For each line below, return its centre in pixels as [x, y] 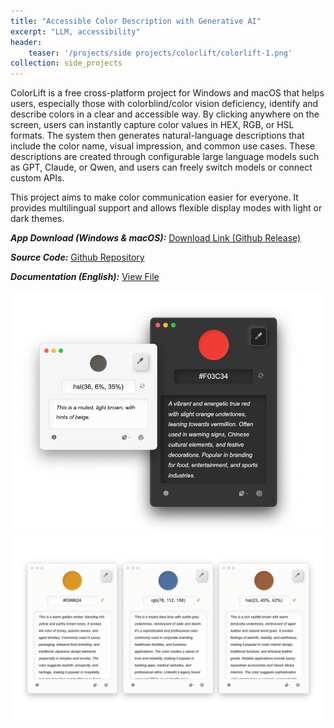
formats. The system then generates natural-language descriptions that [157, 136]
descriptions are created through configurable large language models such [165, 157]
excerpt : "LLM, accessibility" [75, 31]
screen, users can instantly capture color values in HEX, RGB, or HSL [152, 125]
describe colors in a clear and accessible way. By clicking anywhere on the [165, 114]
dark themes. [37, 219]
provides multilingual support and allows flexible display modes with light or [166, 208]
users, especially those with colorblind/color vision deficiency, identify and [164, 104]
